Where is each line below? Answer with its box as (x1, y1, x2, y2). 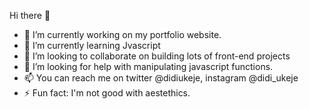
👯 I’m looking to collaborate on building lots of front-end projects (23, 50, 291, 62)
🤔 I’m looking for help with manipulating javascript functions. (23, 61, 274, 72)
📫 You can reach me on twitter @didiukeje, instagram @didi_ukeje (23, 72, 299, 84)
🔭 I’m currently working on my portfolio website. (23, 29, 222, 40)
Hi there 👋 (9, 10, 51, 21)
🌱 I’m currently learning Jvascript (23, 40, 161, 51)
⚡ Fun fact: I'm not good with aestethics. (23, 87, 191, 99)
